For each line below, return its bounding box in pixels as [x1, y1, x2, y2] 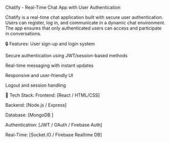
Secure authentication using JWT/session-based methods [5, 53, 128, 58]
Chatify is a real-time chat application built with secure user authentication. [5, 14, 163, 20]
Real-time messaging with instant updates [5, 62, 94, 68]
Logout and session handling [5, 82, 66, 88]
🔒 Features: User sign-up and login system [5, 41, 95, 46]
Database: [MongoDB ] [5, 112, 54, 118]
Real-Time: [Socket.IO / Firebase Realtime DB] [5, 132, 102, 137]
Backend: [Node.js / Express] [5, 102, 67, 108]
